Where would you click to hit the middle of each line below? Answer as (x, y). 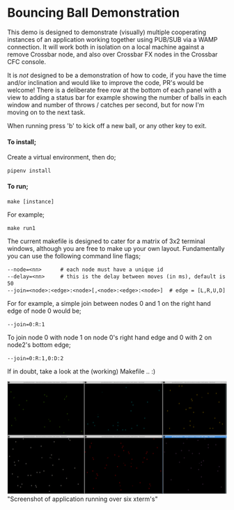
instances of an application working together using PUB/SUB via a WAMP (112, 39)
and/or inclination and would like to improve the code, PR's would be (106, 82)
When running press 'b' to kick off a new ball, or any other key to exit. (107, 125)
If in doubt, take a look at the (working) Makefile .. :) (81, 371)
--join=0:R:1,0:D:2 (36, 359)
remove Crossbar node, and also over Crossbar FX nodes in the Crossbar (112, 54)
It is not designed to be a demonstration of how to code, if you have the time (117, 75)
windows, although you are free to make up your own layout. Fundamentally (116, 249)
